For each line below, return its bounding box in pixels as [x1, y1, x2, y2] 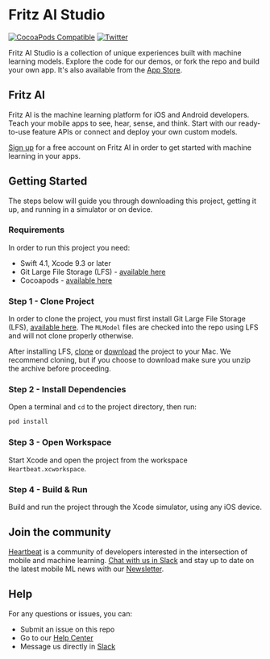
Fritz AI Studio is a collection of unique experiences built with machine [8, 48, 242, 57]
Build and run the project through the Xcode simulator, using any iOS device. [8, 502, 263, 512]
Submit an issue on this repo [19, 624, 115, 634]
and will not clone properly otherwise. [8, 331, 135, 341]
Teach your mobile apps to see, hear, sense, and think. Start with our [8, 118, 237, 128]
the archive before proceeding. [8, 364, 111, 374]
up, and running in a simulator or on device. [8, 204, 153, 214]
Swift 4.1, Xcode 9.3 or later [19, 258, 111, 267]
